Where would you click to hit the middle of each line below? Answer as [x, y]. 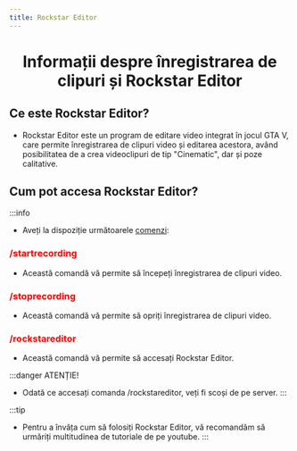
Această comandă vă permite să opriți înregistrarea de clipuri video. [147, 316]
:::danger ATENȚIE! [44, 375]
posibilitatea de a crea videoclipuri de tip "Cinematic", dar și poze [142, 154]
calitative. [40, 163]
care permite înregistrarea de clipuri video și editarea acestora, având [150, 145]
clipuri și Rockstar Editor [150, 80]
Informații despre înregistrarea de [150, 61]
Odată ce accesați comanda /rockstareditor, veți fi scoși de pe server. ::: [154, 393]
